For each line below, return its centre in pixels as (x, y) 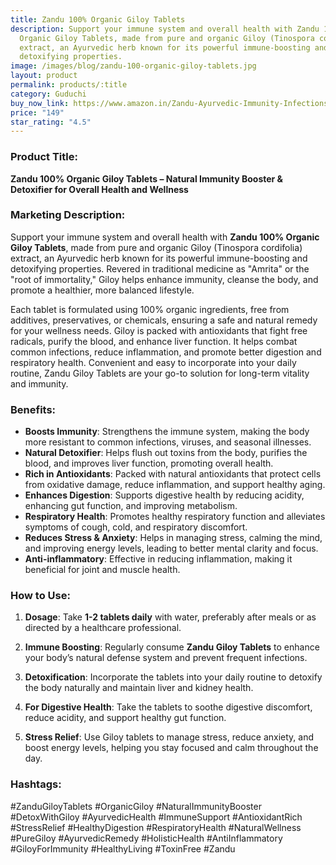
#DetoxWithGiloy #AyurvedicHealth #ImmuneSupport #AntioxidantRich (156, 817)
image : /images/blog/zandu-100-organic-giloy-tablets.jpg (133, 66)
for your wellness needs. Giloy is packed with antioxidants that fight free (159, 330)
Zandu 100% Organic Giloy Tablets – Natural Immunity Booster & (147, 178)
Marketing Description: (68, 215)
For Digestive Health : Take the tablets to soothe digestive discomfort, (168, 707)
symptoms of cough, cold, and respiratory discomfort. (136, 527)
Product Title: (44, 157)
